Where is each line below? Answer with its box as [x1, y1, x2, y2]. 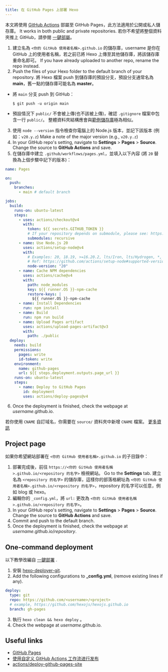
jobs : [5, 198, 16, 203]
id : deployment [23, 389, 55, 394]
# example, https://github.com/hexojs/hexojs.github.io [9, 602, 128, 607]
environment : [14, 361, 41, 366]
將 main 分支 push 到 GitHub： [12, 91, 74, 97]
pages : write [18, 352, 46, 357]
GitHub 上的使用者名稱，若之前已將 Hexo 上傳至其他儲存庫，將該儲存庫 [12, 51, 160, 57]
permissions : [14, 347, 41, 352]
